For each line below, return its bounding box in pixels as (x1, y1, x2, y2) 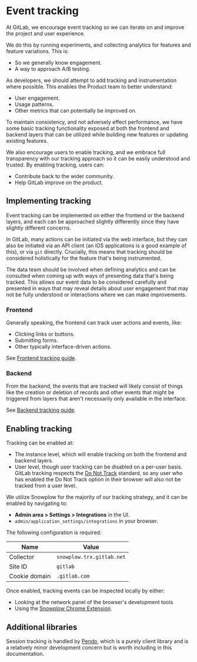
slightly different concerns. (6, 224, 72, 231)
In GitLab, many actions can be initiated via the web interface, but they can (6, 235, 188, 242)
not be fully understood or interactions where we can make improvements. (6, 291, 187, 298)
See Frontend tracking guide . (6, 355, 76, 362)
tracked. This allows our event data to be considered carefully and (6, 278, 166, 286)
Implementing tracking (6, 196, 91, 206)
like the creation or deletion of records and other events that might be (6, 389, 175, 396)
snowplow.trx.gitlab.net (56, 553, 126, 561)
